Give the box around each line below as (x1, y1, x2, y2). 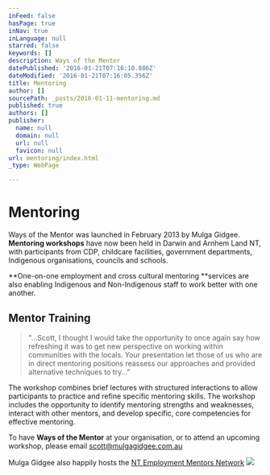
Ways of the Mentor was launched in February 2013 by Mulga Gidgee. (8, 230, 240, 240)
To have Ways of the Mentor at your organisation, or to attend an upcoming (8, 432, 260, 442)
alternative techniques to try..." (27, 367, 131, 377)
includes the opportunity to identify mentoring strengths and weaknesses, (8, 399, 254, 409)
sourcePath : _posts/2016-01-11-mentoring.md (8, 94, 160, 102)
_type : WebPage (8, 162, 60, 170)
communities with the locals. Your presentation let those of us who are (27, 349, 263, 359)
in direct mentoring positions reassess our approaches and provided (27, 358, 255, 368)
